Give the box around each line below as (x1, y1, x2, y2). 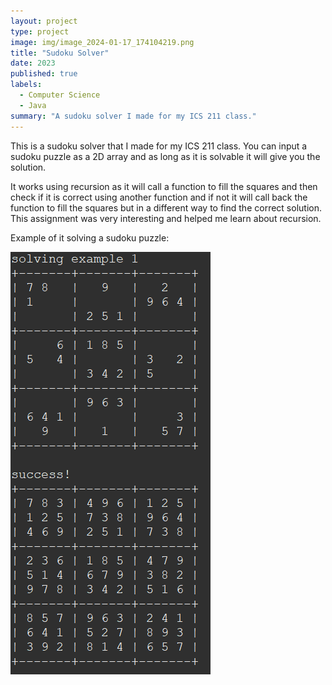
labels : (10, 80, 43, 90)
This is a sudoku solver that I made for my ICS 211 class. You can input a (10, 140, 308, 152)
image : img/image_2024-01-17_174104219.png (10, 37, 195, 47)
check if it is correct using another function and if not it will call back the (10, 191, 308, 203)
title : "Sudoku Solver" (10, 48, 110, 58)
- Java (19, 100, 47, 110)
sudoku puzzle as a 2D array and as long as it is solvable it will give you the (10, 150, 321, 162)
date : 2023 (10, 58, 56, 69)
